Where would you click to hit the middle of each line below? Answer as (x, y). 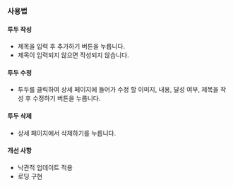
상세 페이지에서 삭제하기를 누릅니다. (67, 133)
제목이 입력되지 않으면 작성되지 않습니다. (73, 55)
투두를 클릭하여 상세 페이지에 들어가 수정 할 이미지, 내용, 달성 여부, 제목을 (118, 90)
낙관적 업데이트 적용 (45, 167)
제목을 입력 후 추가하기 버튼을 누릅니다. (71, 47)
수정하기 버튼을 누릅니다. (67, 98)
